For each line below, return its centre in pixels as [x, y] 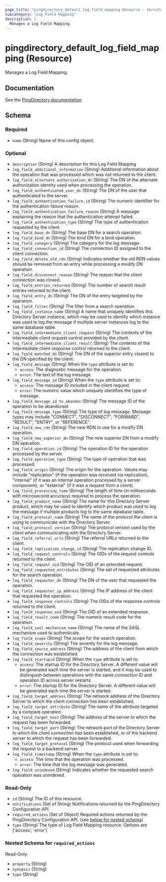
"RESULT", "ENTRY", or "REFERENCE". [51, 422]
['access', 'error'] [30, 830]
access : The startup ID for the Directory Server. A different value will [89, 664]
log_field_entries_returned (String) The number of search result [79, 285]
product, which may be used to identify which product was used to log [84, 506]
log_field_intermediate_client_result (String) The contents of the [81, 343]
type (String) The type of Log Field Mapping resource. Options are [80, 825]
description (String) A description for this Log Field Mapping [74, 164]
